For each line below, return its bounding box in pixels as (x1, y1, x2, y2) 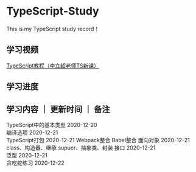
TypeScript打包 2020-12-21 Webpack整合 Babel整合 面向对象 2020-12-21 (6, 136, 190, 143)
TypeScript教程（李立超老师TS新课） (6, 62, 99, 69)
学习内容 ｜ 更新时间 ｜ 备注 (6, 104, 110, 114)
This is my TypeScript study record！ (6, 25, 100, 32)
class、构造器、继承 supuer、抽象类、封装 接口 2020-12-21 (6, 144, 156, 151)
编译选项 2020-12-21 (6, 129, 58, 136)
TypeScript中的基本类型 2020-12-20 (6, 121, 97, 128)
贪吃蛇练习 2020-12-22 (6, 159, 65, 167)
